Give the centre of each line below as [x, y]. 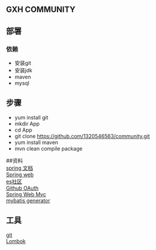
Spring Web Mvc [26, 194]
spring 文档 [20, 168]
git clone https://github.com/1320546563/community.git [82, 136]
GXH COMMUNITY [41, 10]
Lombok [16, 241]
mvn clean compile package [48, 148]
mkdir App [27, 124]
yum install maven [36, 142]
